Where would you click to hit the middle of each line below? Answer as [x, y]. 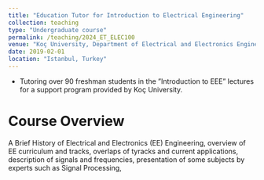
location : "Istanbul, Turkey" [58, 59]
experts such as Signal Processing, [65, 167]
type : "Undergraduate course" [58, 30]
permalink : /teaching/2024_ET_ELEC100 [71, 37]
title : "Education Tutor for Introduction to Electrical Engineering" [126, 15]
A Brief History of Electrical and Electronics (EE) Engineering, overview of [127, 142]
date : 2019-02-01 [37, 52]
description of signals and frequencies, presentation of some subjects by [126, 159]
